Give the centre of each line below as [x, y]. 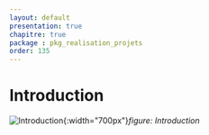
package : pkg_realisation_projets [76, 43]
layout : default [40, 18]
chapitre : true [38, 34]
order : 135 [30, 51]
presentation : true [46, 26]
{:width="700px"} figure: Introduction [131, 121]
